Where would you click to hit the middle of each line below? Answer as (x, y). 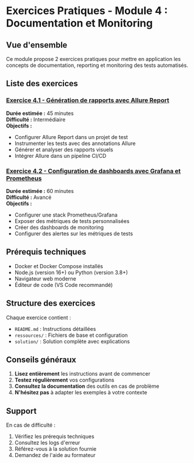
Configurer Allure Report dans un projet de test (71, 137)
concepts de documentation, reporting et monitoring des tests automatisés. (97, 65)
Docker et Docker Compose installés (59, 266)
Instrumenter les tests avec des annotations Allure (75, 143)
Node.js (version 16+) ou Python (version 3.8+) (71, 272)
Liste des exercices (42, 84)
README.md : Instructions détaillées (55, 329)
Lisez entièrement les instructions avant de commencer (82, 374)
